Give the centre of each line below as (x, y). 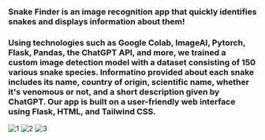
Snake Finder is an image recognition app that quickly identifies (132, 12)
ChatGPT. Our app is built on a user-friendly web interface (122, 101)
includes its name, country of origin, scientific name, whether (129, 82)
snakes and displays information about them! (97, 21)
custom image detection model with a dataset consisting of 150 (132, 62)
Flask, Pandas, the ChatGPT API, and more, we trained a (117, 52)
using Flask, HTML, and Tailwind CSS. (82, 111)
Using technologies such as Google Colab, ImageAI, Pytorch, (127, 42)
